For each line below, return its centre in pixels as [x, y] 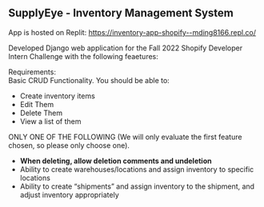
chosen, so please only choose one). [69, 145]
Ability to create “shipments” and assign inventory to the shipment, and [137, 186]
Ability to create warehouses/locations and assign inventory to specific [137, 169]
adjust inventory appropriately [70, 194]
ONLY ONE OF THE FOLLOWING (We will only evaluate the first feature [125, 137]
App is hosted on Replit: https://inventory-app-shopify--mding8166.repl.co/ [132, 32]
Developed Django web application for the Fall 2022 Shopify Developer [125, 48]
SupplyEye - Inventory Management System [121, 13]
